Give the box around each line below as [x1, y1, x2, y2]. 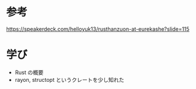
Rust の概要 [14, 69, 44, 76]
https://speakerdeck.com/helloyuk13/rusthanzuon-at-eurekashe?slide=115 [6, 25, 190, 33]
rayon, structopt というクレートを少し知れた [14, 76, 125, 83]
